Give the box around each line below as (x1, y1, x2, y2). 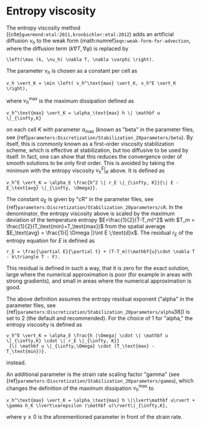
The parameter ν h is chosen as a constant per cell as (6, 67, 137, 76)
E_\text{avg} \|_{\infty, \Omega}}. (6, 185, 98, 191)
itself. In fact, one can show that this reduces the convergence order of (6, 152, 182, 160)
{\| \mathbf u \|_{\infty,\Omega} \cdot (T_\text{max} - (8, 343, 155, 349)
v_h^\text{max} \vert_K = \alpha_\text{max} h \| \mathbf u (6, 110, 161, 116)
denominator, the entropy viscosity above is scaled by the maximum (6, 210, 175, 218)
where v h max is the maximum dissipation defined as (6, 96, 134, 105)
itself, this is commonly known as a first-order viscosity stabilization (6, 140, 175, 147)
